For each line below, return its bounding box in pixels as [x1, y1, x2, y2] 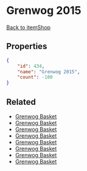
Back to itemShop [6, 24, 50, 31]
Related [6, 96, 37, 107]
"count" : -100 [17, 74, 53, 81]
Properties [6, 41, 47, 52]
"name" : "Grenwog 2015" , [17, 69, 80, 75]
